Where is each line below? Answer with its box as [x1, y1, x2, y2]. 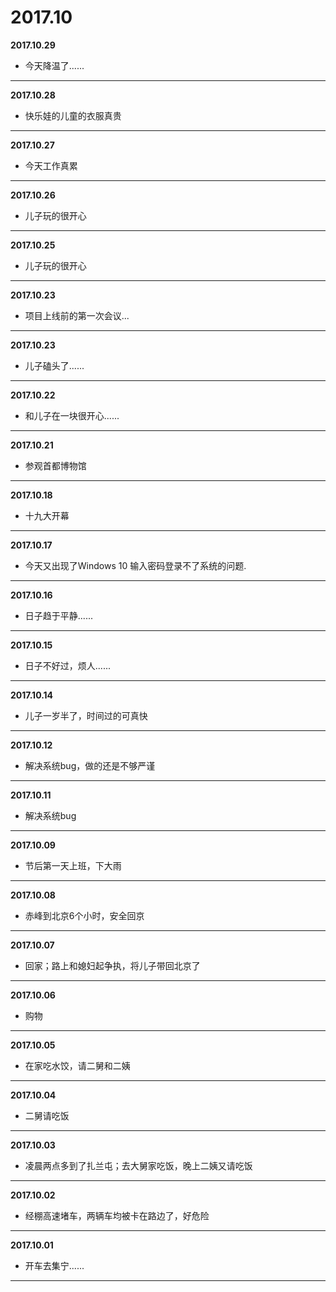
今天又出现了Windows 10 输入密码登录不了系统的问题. [24, 559, 247, 571]
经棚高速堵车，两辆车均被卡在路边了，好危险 [24, 1209, 210, 1221]
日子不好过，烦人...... [24, 659, 111, 671]
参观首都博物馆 [24, 459, 87, 471]
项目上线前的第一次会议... [24, 309, 130, 321]
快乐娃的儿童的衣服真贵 [24, 109, 122, 121]
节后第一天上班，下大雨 [24, 859, 122, 871]
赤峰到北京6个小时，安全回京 [24, 909, 145, 921]
